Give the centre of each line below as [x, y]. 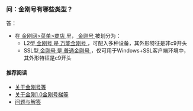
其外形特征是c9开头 [48, 58]
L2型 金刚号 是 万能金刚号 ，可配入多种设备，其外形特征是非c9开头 [105, 43]
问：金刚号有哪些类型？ [39, 9]
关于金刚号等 [30, 87]
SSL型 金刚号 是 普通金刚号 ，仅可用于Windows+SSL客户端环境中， [106, 51]
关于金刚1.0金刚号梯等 [42, 94]
